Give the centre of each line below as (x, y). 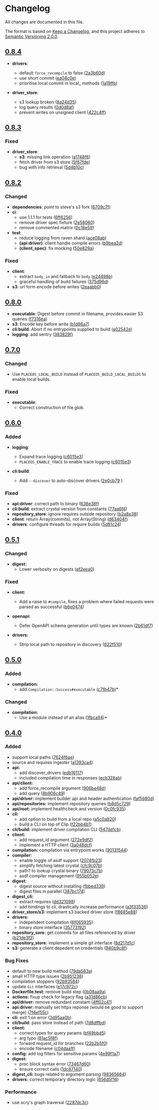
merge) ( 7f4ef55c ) (30, 1012)
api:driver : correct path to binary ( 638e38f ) (56, 504)
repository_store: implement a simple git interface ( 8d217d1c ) (73, 943)
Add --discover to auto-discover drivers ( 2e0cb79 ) (71, 480)
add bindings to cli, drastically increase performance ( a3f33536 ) (84, 907)
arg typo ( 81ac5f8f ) (38, 1038)
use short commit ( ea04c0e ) (48, 78)
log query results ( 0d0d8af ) (47, 107)
